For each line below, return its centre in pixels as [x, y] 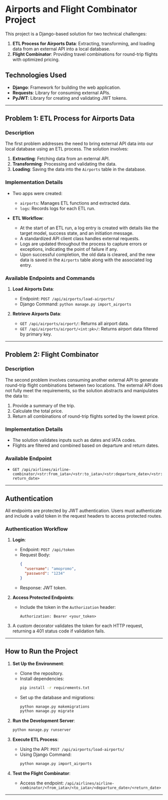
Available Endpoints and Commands [50, 278]
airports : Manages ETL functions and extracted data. [75, 203]
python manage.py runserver [41, 730]
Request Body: [35, 555]
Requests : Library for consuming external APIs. [61, 93]
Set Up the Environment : [38, 664]
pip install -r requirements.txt [55, 688]
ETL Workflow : [28, 218]
